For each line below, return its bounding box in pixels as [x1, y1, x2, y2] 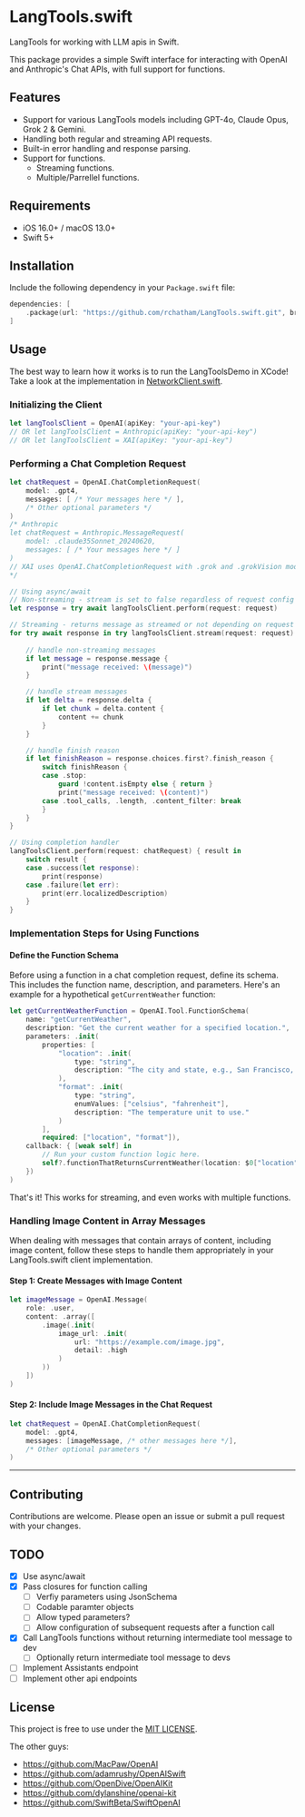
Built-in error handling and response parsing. [22, 142, 191, 153]
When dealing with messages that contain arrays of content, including [9, 1234, 271, 1245]
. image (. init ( [42, 1321, 95, 1330]
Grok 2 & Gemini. [22, 123, 86, 134]
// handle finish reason [25, 746, 120, 755]
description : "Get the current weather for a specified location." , [25, 1024, 290, 1033]
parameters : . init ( [25, 1032, 100, 1041]
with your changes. [9, 1520, 82, 1531]
